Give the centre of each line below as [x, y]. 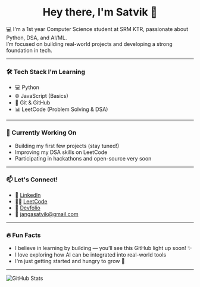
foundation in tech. [29, 50]
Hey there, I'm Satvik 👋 [100, 12]
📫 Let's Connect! [32, 180]
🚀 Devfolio [27, 208]
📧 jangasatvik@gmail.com [46, 214]
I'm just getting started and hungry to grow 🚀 [70, 261]
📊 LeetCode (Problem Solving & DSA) [61, 109]
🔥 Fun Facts [24, 235]
